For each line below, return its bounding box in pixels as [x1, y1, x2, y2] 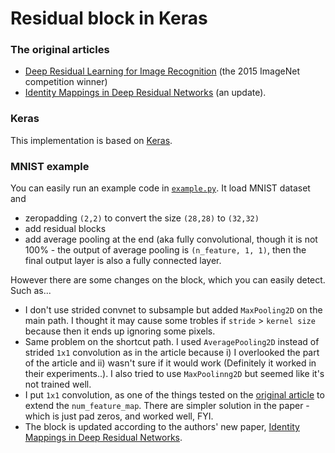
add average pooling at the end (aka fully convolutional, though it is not [24, 233, 318, 246]
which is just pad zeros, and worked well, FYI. [24, 410, 214, 422]
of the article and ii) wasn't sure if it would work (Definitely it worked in [24, 357, 317, 369]
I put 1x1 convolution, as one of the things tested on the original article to [24, 389, 325, 401]
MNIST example [10, 159, 90, 173]
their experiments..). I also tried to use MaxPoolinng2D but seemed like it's [24, 368, 325, 380]
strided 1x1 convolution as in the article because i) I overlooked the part [24, 347, 320, 359]
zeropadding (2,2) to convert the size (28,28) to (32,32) [24, 212, 260, 224]
